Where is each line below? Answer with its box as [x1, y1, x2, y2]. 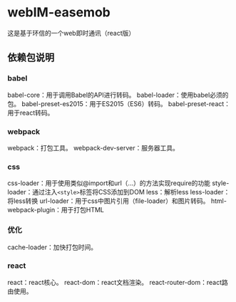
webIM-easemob [7, 4, 111, 21]
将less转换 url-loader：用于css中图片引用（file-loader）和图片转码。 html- [7, 197, 227, 205]
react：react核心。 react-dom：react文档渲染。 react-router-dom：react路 [7, 278, 228, 286]
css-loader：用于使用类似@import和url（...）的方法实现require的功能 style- [7, 179, 230, 187]
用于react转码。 [7, 108, 54, 117]
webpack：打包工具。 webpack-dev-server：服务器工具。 [7, 143, 180, 152]
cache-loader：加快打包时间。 [7, 243, 98, 251]
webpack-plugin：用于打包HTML [7, 206, 105, 214]
